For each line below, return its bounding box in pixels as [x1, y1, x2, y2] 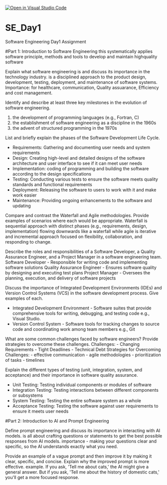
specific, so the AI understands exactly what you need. [5, 443, 118, 449]
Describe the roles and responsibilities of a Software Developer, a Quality [5, 248, 156, 254]
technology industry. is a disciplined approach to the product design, [5, 74, 147, 80]
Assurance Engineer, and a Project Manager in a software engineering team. [5, 253, 162, 259]
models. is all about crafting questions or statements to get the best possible [5, 433, 163, 439]
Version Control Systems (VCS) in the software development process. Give [5, 290, 159, 296]
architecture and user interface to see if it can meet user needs [12, 160, 143, 166]
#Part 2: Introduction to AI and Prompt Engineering [5, 418, 110, 424]
